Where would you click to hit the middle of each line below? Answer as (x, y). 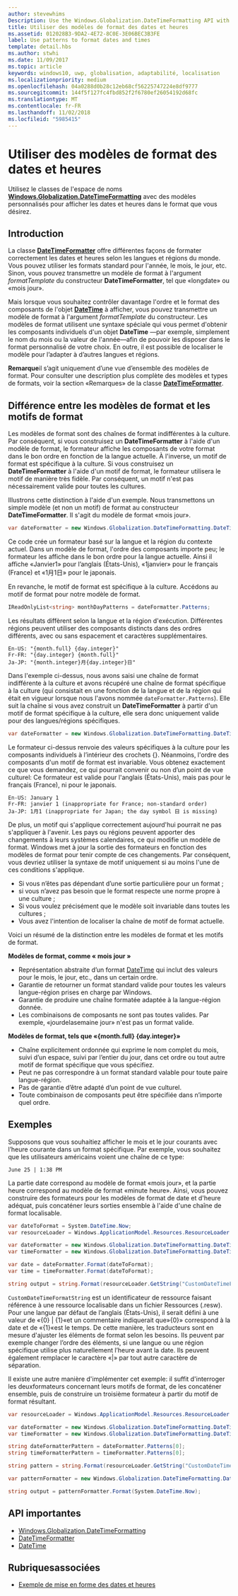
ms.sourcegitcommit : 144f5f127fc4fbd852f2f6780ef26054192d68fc (103, 93)
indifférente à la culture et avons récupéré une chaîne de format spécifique (117, 683)
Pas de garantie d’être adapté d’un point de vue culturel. (100, 1087)
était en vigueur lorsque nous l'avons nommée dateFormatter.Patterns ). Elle (119, 698)
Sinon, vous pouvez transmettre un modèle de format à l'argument (105, 273)
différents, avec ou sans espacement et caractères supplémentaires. (108, 636)
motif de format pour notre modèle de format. (74, 595)
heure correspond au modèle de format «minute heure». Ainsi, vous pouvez (118, 1190)
